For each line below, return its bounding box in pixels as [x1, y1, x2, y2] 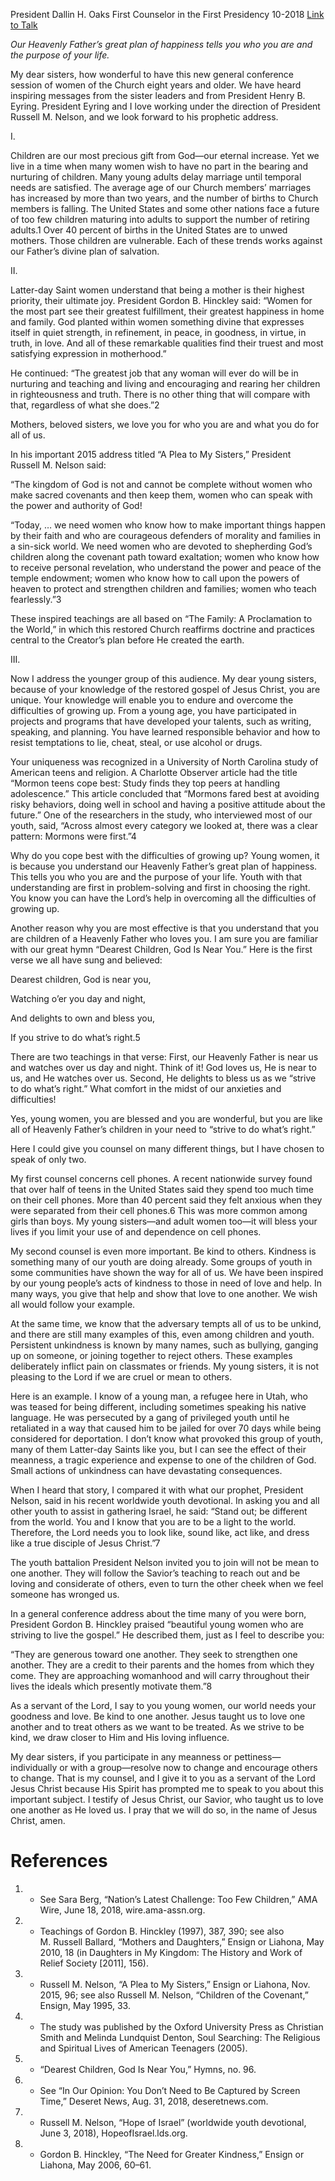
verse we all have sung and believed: [10, 954, 163, 966]
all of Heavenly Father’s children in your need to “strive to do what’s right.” [10, 1124, 316, 1135]
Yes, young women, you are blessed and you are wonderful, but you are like [10, 1113, 323, 1124]
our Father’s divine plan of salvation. [10, 245, 160, 257]
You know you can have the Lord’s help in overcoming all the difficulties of [10, 892, 317, 904]
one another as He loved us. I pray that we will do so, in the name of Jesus [10, 1804, 318, 1816]
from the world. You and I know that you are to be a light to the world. [10, 1516, 297, 1528]
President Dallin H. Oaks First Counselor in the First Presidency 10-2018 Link [10, 9, 325, 20]
